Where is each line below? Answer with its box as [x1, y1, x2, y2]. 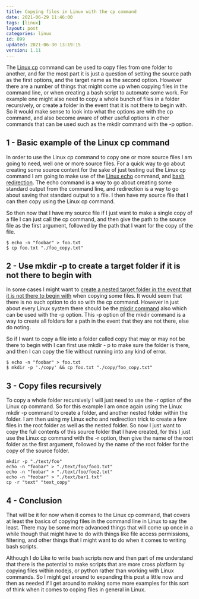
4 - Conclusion [6, 496, 62, 506]
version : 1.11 [6, 48, 42, 53]
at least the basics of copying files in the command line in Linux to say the [6, 518, 187, 525]
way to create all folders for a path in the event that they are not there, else [6, 317, 189, 324]
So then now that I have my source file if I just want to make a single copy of [6, 209, 193, 216]
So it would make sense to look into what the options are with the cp [6, 108, 173, 115]
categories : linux [6, 31, 52, 37]
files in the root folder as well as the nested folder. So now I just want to [6, 422, 181, 429]
